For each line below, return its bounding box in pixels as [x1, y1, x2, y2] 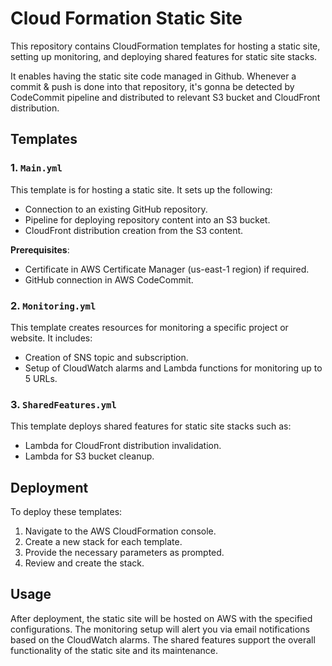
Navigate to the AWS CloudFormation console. [24, 525, 217, 537]
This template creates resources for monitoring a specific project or [10, 321, 289, 333]
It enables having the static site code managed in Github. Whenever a [10, 70, 297, 82]
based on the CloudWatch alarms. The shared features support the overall [10, 633, 316, 646]
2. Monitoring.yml [10, 298, 97, 312]
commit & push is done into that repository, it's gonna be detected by [10, 80, 295, 92]
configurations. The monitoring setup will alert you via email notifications [10, 623, 310, 635]
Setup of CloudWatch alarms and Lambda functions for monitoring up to [24, 362, 323, 374]
